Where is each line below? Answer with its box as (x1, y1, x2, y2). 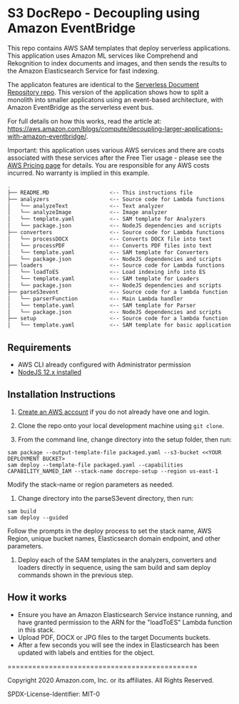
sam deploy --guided (7, 514, 69, 521)
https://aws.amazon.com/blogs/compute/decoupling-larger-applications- (7, 124, 223, 133)
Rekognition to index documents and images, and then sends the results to (7, 58, 227, 67)
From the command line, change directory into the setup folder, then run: (17, 435, 232, 444)
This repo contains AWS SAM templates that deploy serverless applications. (7, 44, 230, 52)
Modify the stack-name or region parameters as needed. (7, 480, 174, 489)
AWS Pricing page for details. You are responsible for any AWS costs (7, 160, 210, 169)
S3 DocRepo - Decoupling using (7, 5, 200, 21)
